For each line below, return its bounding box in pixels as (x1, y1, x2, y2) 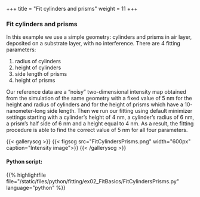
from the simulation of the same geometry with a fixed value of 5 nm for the (6, 95, 192, 102)
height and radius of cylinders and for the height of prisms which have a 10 (6, 101, 190, 108)
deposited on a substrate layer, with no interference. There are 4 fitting (6, 40, 181, 47)
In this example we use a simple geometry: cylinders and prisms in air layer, (6, 33, 192, 41)
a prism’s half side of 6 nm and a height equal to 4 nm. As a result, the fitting (6, 120, 194, 127)
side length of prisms (14, 70, 67, 78)
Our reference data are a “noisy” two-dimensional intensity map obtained (6, 88, 186, 96)
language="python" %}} (6, 184, 66, 191)
